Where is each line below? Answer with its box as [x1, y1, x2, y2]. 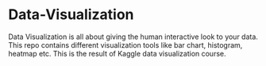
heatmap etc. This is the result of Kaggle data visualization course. [8, 49, 226, 58]
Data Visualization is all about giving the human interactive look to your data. [8, 32, 258, 41]
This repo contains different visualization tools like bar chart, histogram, [8, 40, 243, 49]
